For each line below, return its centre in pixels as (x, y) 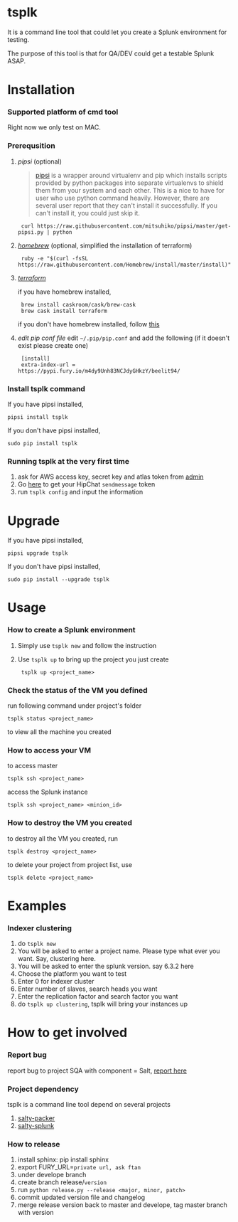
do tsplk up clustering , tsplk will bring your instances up (103, 1004)
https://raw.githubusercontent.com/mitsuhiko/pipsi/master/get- (134, 226)
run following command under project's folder (75, 706)
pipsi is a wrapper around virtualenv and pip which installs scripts (131, 175)
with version (36, 1213)
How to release (34, 1144)
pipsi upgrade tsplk (38, 553)
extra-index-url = (48, 365)
